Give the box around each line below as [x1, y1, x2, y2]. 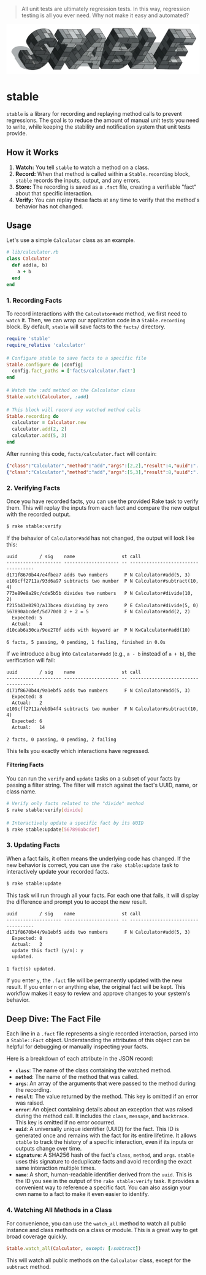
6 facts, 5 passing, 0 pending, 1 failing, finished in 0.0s [6, 639, 166, 645]
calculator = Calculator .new [12, 420, 86, 426]
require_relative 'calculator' [6, 342, 86, 348]
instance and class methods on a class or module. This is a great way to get [6, 1226, 198, 1233]
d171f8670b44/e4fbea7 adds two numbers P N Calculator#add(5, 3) [6, 572, 191, 578]
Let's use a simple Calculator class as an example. [6, 236, 135, 244]
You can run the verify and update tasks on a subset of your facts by [6, 775, 181, 782]
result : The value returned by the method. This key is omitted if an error [15, 1093, 198, 1100]
